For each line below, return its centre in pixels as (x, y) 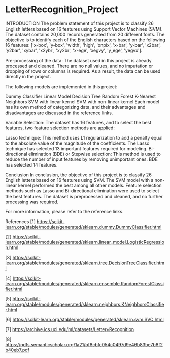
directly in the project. (28, 76)
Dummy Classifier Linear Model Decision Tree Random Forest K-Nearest (81, 96)
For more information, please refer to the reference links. (64, 211)
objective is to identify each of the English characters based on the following (85, 40)
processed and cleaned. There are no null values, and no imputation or (79, 66)
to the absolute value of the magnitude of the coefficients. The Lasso (77, 143)
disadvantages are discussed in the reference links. (59, 113)
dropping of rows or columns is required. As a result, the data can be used (83, 71)
